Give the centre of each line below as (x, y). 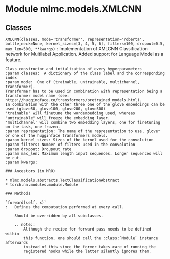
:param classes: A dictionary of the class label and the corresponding (85, 73)
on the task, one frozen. (33, 127)
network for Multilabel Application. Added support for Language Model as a (84, 54)
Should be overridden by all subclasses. (59, 216)
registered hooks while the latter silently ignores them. (88, 251)
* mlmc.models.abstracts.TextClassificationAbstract (62, 180)
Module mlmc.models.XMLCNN (74, 9)
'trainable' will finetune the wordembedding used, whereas (70, 113)
